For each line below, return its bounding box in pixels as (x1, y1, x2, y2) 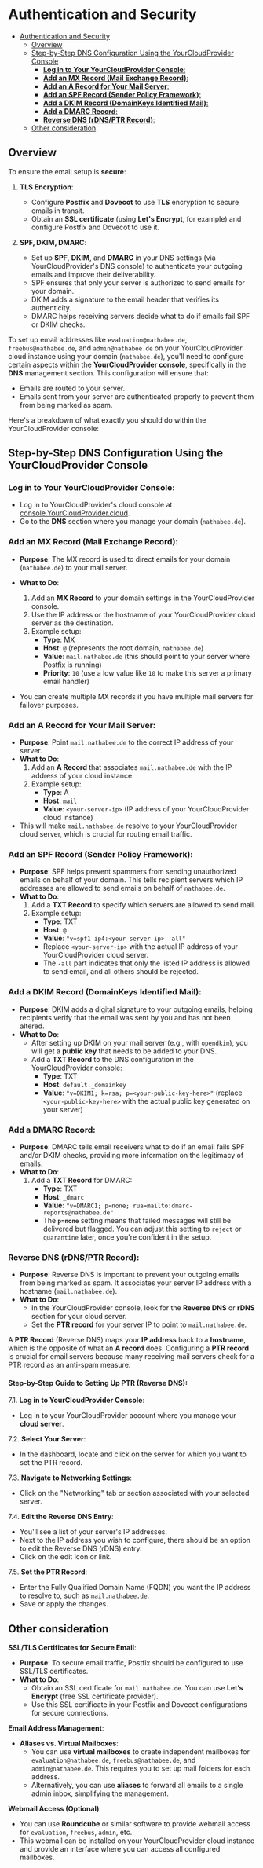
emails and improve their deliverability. (31, 269, 156, 279)
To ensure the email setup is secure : (8, 167, 127, 176)
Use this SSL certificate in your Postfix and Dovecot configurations (31, 1700, 247, 1709)
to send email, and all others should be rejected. (42, 967, 199, 976)
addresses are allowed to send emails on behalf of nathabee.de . (19, 884, 225, 893)
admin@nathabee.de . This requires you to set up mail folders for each (31, 1764, 250, 1773)
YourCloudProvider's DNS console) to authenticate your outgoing (31, 261, 243, 270)
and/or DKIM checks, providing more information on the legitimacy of (19, 1150, 244, 1159)
